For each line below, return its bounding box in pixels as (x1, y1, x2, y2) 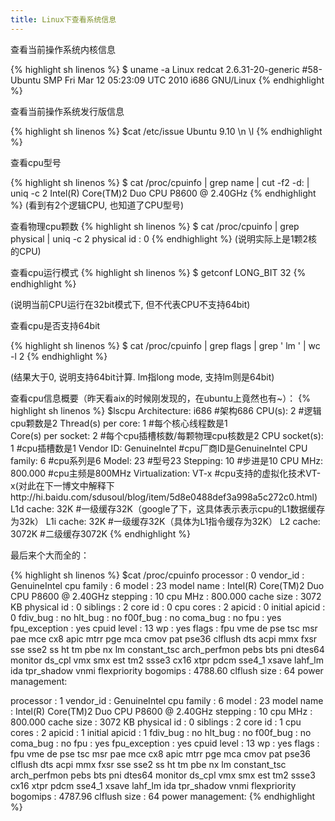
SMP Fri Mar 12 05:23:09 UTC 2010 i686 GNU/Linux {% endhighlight (43, 74, 325, 86)
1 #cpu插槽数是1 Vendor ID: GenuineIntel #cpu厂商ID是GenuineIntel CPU (10, 442, 308, 454)
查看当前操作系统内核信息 (10, 43, 116, 55)
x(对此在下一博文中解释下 (10, 479, 115, 491)
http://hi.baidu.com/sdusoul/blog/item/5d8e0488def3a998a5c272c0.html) (10, 491, 318, 503)
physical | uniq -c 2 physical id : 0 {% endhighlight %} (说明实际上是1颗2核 (10, 232, 318, 245)
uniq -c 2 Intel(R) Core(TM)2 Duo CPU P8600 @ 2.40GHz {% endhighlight (10, 187, 317, 199)
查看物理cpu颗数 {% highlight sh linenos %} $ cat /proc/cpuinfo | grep (10, 220, 300, 232)
